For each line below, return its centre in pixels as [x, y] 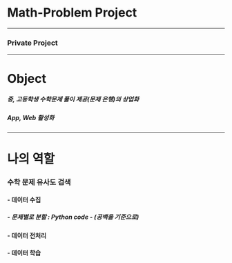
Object [27, 79]
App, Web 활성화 [31, 118]
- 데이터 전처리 [27, 235]
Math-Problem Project [72, 13]
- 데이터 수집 [24, 200]
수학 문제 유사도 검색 [39, 182]
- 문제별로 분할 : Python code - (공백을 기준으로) [73, 217]
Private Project [33, 43]
